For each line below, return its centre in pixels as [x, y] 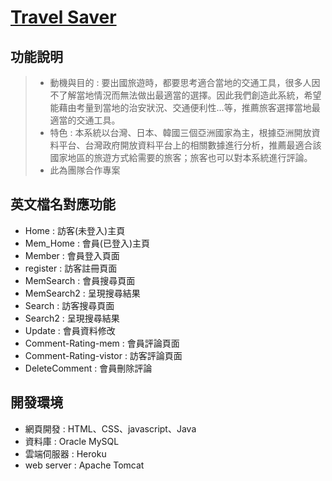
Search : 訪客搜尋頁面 [69, 305]
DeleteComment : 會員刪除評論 [88, 368]
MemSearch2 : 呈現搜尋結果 [82, 293]
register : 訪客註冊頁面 [71, 268]
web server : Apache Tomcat [84, 465]
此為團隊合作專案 [85, 170]
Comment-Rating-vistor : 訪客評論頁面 [103, 355]
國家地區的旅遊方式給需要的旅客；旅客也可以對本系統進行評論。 [181, 157]
